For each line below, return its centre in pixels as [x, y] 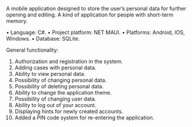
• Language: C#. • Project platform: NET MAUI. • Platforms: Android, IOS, [95, 32]
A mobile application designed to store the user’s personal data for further [96, 9]
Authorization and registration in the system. [69, 61]
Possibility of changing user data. [55, 99]
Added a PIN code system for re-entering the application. [84, 118]
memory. [17, 21]
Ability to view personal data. [50, 74]
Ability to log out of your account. [55, 105]
